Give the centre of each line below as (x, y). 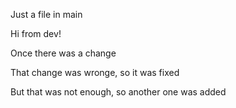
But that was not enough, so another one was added (118, 92)
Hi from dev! (36, 33)
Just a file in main (46, 14)
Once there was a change (63, 53)
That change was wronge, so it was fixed (95, 72)
